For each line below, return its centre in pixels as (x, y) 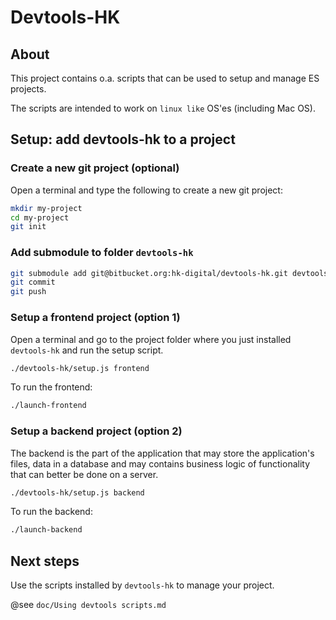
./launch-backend (46, 530)
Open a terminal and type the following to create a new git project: (146, 190)
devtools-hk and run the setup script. (87, 350)
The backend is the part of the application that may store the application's (162, 453)
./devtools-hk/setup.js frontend (80, 368)
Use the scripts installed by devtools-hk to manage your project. (142, 585)
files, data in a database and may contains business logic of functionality (160, 463)
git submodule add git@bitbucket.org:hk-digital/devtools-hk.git (149, 273)
